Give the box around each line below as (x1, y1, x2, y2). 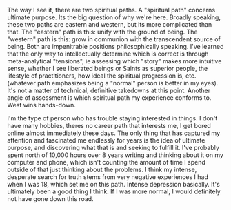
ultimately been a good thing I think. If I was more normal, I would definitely (7, 187, 221, 196)
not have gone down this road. (7, 195, 94, 202)
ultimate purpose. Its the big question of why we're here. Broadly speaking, (7, 13, 221, 21)
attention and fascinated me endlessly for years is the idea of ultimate (7, 136, 205, 144)
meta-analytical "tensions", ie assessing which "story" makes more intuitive (7, 57, 222, 65)
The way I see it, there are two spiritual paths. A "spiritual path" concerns (7, 6, 216, 14)
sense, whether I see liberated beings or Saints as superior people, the (7, 65, 208, 72)
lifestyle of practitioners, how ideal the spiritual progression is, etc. (7, 72, 197, 80)
